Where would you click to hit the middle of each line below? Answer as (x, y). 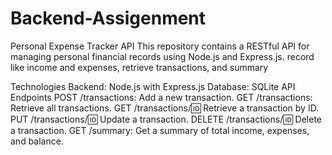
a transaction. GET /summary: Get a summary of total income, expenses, (160, 130)
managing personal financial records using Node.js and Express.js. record (162, 56)
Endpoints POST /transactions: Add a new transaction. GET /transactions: (161, 97)
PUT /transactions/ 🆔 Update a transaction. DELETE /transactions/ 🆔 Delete (166, 119)
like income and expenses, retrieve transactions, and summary (139, 67)
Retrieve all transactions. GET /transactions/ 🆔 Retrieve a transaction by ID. (165, 108)
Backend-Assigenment (108, 18)
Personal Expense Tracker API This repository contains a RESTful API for (160, 46)
